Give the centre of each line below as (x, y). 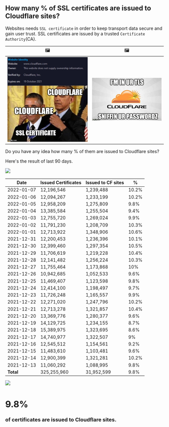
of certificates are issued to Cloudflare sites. (61, 420)
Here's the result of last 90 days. (39, 161)
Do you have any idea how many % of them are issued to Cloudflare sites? (82, 151)
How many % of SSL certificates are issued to (78, 8)
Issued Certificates (61, 183)
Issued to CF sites (105, 183)
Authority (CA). (21, 39)
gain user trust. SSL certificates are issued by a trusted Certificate (75, 33)
